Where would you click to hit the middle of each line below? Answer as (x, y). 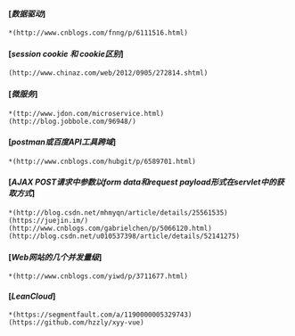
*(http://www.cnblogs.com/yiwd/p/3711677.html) (98, 276)
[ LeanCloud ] (32, 296)
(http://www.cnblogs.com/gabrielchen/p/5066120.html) (111, 229)
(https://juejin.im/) (49, 221)
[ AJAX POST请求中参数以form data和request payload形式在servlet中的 (143, 182)
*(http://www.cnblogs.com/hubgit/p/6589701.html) (102, 161)
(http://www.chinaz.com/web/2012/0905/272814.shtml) (108, 73)
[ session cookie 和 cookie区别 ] (66, 53)
